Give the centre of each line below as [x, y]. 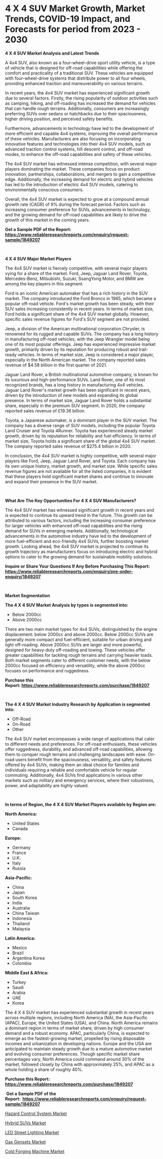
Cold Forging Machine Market [35, 1151]
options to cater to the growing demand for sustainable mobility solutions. [79, 557]
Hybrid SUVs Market [26, 1123]
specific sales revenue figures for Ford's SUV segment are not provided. [77, 319]
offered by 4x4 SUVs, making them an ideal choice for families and [72, 765]
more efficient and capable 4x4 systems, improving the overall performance [81, 133]
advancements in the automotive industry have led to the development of [78, 536]
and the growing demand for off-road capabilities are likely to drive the [76, 215]
